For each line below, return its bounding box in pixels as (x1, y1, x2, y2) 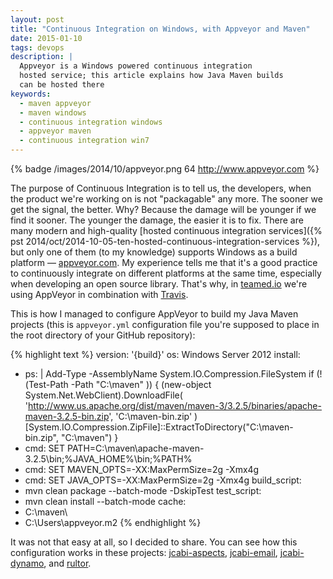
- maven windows (19, 107, 87, 118)
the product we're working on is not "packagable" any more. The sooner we (10, 193, 323, 205)
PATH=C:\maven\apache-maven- (66, 442, 205, 454)
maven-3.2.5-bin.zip (24, 411, 110, 422)
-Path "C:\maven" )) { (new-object (70, 379, 212, 390)
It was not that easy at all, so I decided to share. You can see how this (10, 536, 298, 548)
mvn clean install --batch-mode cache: (24, 496, 187, 507)
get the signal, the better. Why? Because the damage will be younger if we (10, 204, 317, 215)
